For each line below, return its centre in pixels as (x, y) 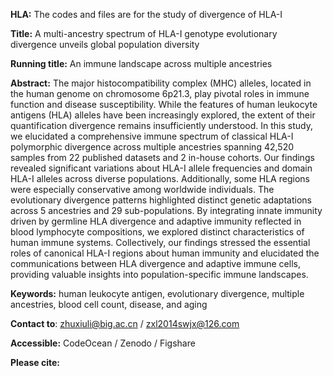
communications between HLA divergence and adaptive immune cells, (155, 263)
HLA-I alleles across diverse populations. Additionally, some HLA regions (160, 178)
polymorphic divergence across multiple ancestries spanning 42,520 (152, 147)
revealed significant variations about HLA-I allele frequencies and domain (161, 168)
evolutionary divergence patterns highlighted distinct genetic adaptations (161, 200)
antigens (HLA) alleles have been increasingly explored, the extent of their (163, 115)
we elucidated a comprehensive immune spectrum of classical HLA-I (152, 136)
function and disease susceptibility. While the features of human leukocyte (164, 104)
